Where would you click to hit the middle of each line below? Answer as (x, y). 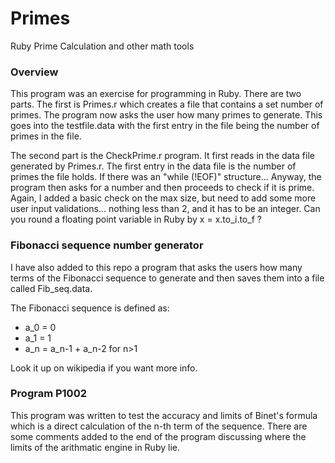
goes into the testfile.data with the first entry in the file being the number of (165, 126)
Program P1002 (48, 394)
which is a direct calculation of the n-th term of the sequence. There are (159, 426)
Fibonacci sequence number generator (107, 245)
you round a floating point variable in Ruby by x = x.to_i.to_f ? (136, 219)
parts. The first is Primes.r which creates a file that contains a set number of (167, 104)
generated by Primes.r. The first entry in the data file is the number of (153, 166)
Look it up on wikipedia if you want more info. (104, 368)
